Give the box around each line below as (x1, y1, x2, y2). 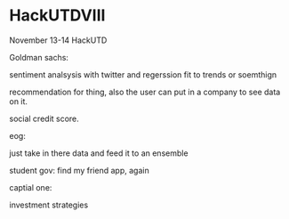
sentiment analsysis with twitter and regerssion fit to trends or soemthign (9, 69, 277, 80)
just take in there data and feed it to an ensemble (9, 148, 189, 158)
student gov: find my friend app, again (9, 165, 149, 175)
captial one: (9, 182, 52, 192)
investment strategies (9, 199, 89, 210)
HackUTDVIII (9, 5, 106, 26)
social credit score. (9, 113, 80, 124)
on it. (9, 95, 28, 107)
